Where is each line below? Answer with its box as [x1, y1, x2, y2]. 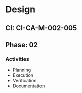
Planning [12, 67, 31, 73]
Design [5, 4, 36, 15]
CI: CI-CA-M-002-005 [5, 24, 77, 32]
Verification [12, 78, 37, 84]
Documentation [12, 83, 45, 89]
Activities [5, 55, 29, 62]
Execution [12, 72, 34, 78]
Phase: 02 [5, 40, 38, 49]
